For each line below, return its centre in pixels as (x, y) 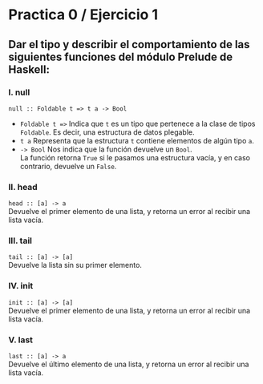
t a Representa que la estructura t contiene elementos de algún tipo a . (137, 140)
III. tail (20, 241)
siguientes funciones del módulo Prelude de (121, 57)
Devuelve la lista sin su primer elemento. (75, 265)
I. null (19, 92)
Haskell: (29, 69)
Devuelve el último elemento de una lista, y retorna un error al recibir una (129, 364)
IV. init (21, 286)
